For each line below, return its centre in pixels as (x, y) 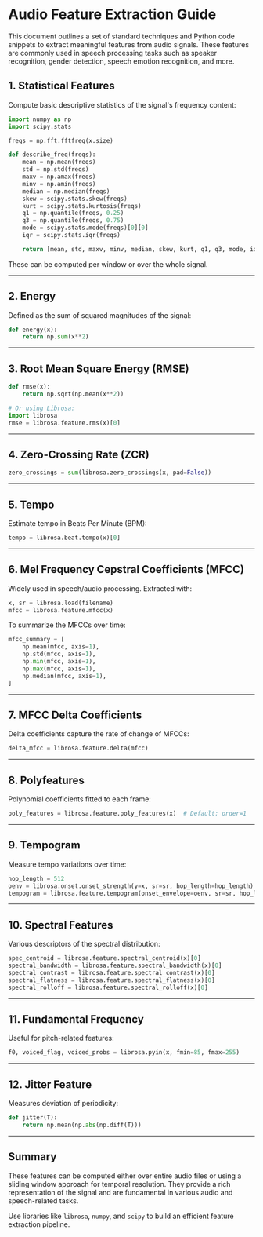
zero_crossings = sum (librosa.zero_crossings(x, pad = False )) (110, 473)
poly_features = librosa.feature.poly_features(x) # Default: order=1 (127, 814)
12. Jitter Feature (50, 1084)
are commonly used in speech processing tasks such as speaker (113, 53)
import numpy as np (40, 119)
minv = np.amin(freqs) (59, 184)
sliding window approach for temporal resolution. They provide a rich (119, 1184)
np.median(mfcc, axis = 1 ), (65, 676)
